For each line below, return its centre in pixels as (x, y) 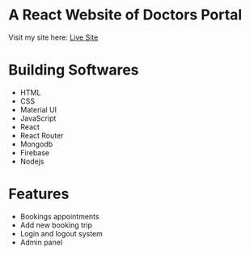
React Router (42, 135)
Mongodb (36, 144)
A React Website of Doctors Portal (125, 15)
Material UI (38, 109)
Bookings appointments (59, 216)
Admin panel (41, 242)
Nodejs (32, 161)
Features (39, 194)
